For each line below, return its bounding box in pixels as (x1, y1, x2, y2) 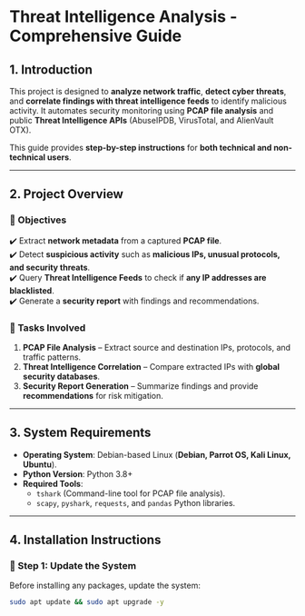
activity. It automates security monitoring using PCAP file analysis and (9, 105, 274, 115)
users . (46, 152, 72, 163)
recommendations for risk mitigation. (22, 390, 163, 401)
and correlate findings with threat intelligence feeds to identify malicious (9, 95, 288, 106)
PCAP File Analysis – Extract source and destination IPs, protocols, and (22, 342, 291, 353)
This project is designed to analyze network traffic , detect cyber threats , (9, 86, 287, 96)
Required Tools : (22, 478, 84, 489)
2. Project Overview (9, 186, 124, 202)
